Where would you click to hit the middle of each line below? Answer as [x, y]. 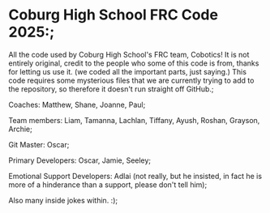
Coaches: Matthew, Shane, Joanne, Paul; [77, 104]
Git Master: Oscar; [39, 144]
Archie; [20, 129]
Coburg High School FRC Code [114, 15]
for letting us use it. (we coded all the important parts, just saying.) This [128, 71]
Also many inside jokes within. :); [63, 200]
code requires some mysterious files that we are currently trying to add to [131, 80]
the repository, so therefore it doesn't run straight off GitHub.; [111, 89]
